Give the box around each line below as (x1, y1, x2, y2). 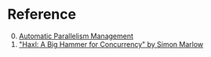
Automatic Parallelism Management (18, 31, 134, 41)
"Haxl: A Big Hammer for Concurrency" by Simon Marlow (18, 39, 204, 48)
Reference (7, 5, 76, 23)
